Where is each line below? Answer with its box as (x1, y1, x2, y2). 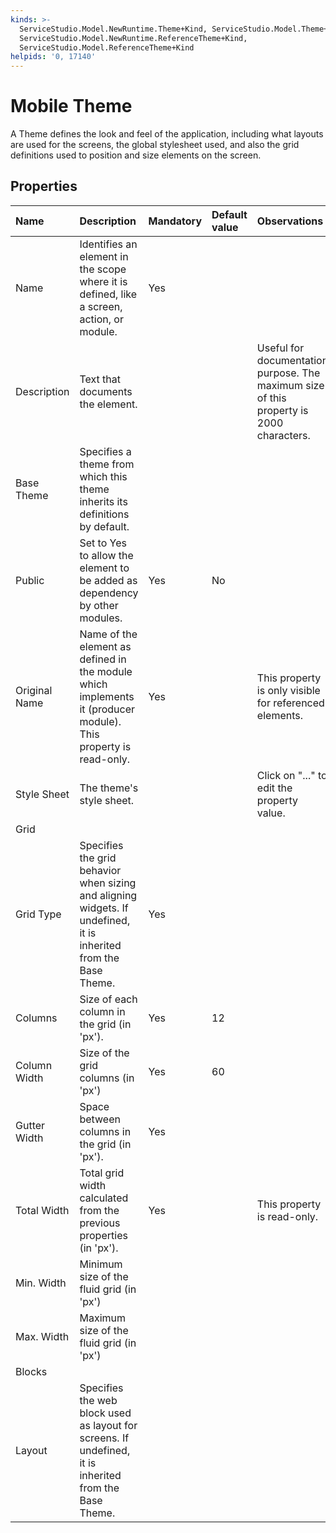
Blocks (15, 1364, 48, 1378)
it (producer (79, 702, 136, 716)
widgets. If (79, 901, 129, 915)
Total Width (15, 1203, 70, 1217)
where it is (79, 274, 128, 288)
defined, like (79, 287, 138, 301)
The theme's (79, 781, 139, 795)
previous (79, 1216, 121, 1230)
